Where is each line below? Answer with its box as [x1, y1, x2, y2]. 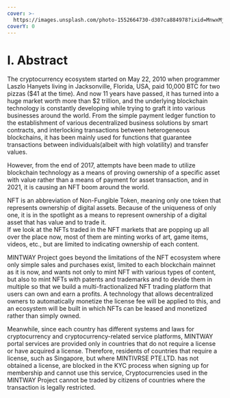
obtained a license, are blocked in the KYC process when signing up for [7, 362, 209, 370]
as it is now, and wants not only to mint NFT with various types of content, [7, 268, 216, 277]
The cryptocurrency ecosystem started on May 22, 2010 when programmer [7, 75, 220, 83]
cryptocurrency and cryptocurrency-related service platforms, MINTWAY [7, 332, 214, 340]
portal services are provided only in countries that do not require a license [7, 340, 216, 348]
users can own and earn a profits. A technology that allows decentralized [7, 290, 214, 298]
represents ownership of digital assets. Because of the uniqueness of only [7, 204, 217, 212]
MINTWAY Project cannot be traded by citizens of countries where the [7, 376, 205, 384]
